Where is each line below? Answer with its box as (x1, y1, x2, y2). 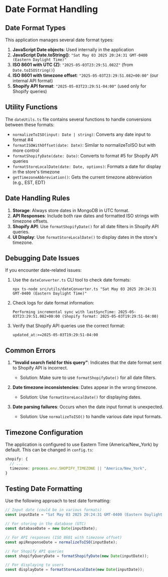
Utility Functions (5, 103, 58, 112)
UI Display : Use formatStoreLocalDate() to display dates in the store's (12, 234, 157, 240)
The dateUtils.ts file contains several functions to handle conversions (5, 116, 152, 122)
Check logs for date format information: (12, 300, 94, 306)
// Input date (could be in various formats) (5, 508, 102, 513)
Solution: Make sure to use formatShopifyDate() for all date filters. (20, 374, 156, 380)
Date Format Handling (5, 4, 98, 15)
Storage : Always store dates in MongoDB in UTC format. (12, 207, 129, 213)
